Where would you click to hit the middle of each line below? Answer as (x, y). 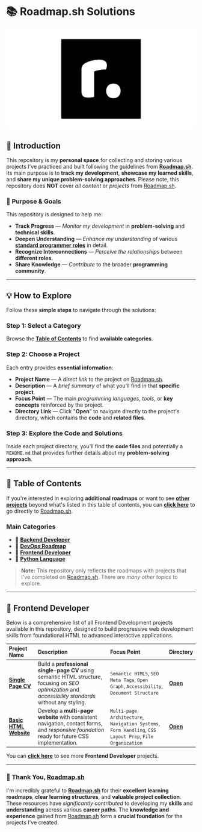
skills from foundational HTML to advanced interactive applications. (90, 635)
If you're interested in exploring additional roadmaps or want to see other (98, 498)
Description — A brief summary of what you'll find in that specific (97, 386)
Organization (127, 743)
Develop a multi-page (66, 710)
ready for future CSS (63, 736)
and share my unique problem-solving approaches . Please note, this (93, 180)
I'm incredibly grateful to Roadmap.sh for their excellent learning (88, 790)
